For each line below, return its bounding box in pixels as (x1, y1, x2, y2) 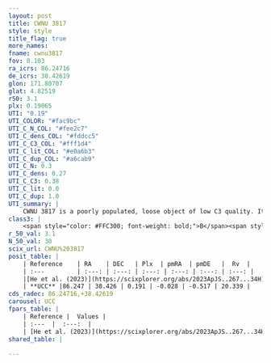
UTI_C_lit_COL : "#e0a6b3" (8, 147, 95, 155)
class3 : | (8, 215, 42, 223)
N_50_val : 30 (8, 238, 52, 246)
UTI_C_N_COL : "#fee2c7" (8, 125, 89, 133)
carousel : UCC (8, 298, 56, 306)
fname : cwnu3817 (8, 49, 63, 57)
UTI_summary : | (8, 200, 60, 208)
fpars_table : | (8, 305, 60, 313)
